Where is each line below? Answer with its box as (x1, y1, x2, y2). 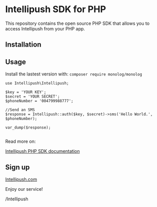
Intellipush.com (5, 176, 37, 182)
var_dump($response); (5, 125, 51, 130)
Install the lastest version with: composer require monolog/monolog (5, 71, 142, 77)
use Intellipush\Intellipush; (5, 81, 69, 86)
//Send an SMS (5, 107, 35, 112)
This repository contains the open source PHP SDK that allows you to (5, 20, 150, 26)
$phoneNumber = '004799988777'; (5, 99, 73, 104)
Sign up (5, 163, 30, 172)
